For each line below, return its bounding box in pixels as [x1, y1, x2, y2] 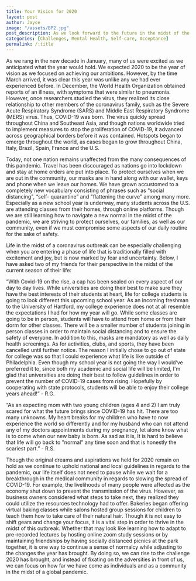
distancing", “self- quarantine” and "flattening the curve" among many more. [6, 193, 191, 200]
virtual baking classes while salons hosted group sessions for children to [6, 506, 181, 513]
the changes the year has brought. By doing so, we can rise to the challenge [6, 549, 190, 556]
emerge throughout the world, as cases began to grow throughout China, [6, 138, 183, 145]
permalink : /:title [6, 42, 54, 47]
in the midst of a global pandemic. [6, 568, 88, 575]
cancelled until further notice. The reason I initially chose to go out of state [6, 346, 186, 353]
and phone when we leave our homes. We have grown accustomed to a [6, 180, 179, 187]
